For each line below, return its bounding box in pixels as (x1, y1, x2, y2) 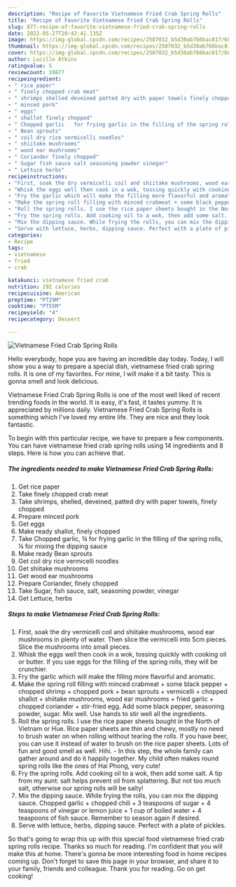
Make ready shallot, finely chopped (18, 526, 120, 536)
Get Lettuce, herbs (18, 594, 73, 602)
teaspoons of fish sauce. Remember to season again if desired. (18, 813, 201, 822)
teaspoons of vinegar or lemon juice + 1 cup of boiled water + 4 (18, 806, 202, 814)
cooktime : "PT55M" (8, 302, 62, 310)
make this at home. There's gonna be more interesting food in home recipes (8, 849, 227, 858)
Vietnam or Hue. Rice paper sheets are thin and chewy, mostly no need (18, 724, 223, 732)
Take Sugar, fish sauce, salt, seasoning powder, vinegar (18, 586, 179, 595)
